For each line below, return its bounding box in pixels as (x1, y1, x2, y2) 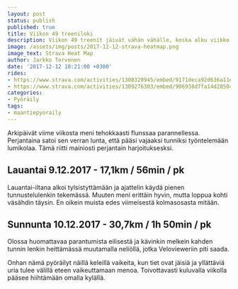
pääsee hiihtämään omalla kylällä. (7, 273, 106, 282)
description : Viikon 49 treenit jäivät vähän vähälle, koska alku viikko (7, 37, 230, 44)
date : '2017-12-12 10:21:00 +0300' (7, 63, 113, 70)
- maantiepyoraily (7, 109, 62, 116)
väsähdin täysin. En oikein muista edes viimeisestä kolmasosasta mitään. (7, 198, 220, 206)
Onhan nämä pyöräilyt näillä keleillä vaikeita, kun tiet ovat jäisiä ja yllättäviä (7, 259, 225, 267)
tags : (7, 103, 23, 110)
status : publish (7, 17, 55, 24)
